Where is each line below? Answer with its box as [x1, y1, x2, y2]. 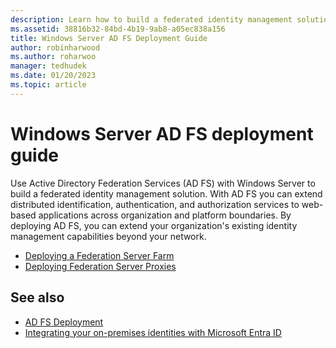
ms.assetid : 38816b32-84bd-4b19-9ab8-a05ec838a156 [10, 24, 226, 34]
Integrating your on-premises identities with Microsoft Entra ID [24, 326, 282, 338]
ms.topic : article [10, 80, 87, 90]
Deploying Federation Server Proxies [24, 260, 177, 272]
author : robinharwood [10, 42, 101, 53]
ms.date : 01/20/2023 [10, 71, 97, 81]
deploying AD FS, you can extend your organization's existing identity [10, 219, 298, 231]
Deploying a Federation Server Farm [24, 249, 175, 261]
